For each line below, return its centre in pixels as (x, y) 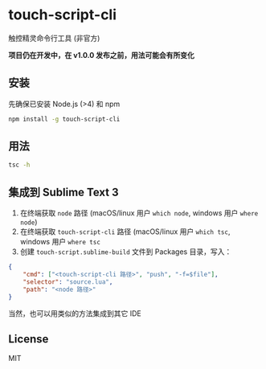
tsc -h (19, 165)
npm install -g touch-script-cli (64, 119)
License (29, 339)
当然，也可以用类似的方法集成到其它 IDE (75, 313)
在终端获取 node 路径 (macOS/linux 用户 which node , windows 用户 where (139, 213)
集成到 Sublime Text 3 (63, 192)
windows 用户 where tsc (60, 242)
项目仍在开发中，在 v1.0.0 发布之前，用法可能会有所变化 (102, 55)
